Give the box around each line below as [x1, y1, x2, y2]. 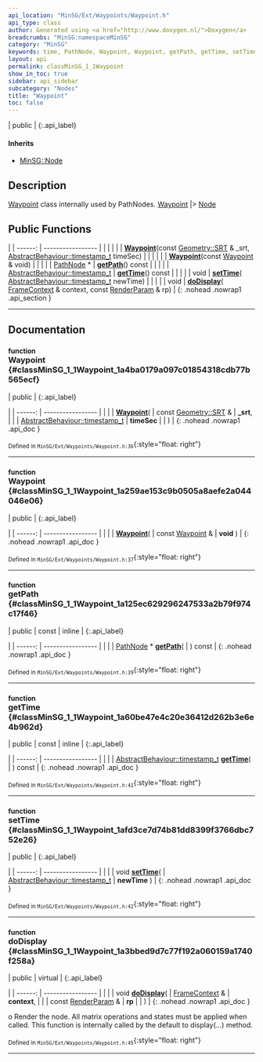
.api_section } [8, 293, 52, 302]
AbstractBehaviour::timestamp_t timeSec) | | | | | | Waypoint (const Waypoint [8, 251, 254, 261]
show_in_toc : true [8, 70, 68, 78]
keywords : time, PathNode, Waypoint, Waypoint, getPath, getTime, [8, 48, 229, 56]
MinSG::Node [19, 156, 63, 166]
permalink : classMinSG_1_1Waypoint [8, 63, 124, 71]
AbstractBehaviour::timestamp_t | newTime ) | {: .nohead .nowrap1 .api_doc [8, 876, 252, 885]
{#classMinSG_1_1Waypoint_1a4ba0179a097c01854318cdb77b [8, 364, 250, 375]
